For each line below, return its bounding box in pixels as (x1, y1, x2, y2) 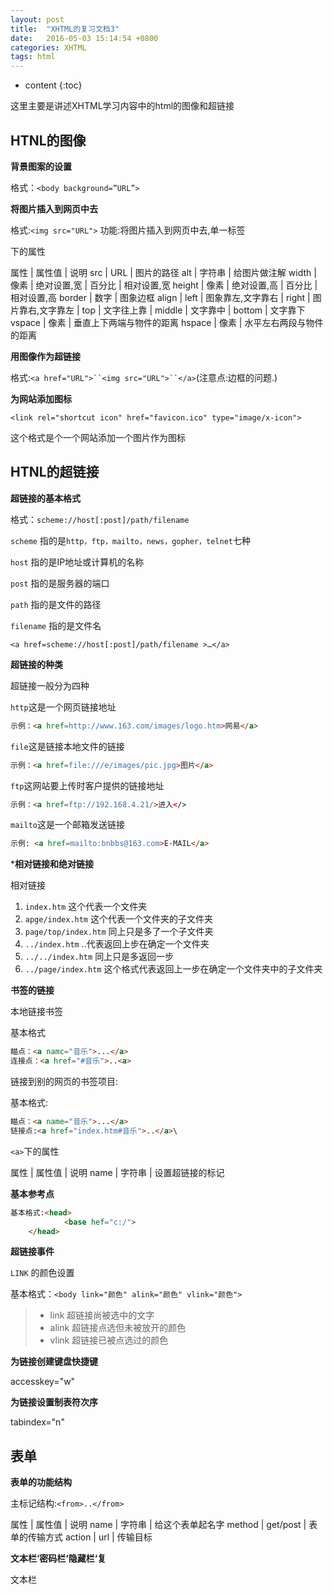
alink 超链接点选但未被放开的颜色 (49, 1322, 187, 1334)
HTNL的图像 (10, 132, 87, 149)
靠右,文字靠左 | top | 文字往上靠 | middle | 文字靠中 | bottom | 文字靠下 (18, 304, 306, 316)
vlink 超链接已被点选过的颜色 (49, 1334, 169, 1346)
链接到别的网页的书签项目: (10, 1076, 119, 1087)
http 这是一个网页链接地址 (10, 701, 117, 713)
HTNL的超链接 (10, 464, 100, 481)
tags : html (10, 52, 56, 62)
